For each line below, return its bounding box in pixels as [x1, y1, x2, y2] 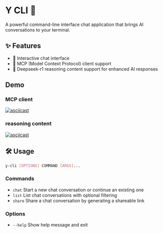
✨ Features [5, 42, 41, 50]
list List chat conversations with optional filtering [12, 192, 117, 198]
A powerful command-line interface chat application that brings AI [5, 21, 144, 27]
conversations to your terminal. [5, 26, 71, 33]
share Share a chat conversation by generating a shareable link [12, 197, 145, 203]
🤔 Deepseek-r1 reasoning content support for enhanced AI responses [12, 66, 158, 72]
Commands [5, 175, 35, 182]
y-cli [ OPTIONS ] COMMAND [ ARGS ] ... [5, 163, 81, 168]
